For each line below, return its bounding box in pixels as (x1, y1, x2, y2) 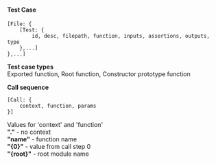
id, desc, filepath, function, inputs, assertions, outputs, (32, 33, 211, 40)
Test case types (7, 62, 53, 71)
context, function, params (19, 103, 97, 110)
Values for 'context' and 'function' (7, 121, 104, 129)
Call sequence (7, 83, 49, 92)
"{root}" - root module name (7, 150, 89, 158)
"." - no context (7, 128, 51, 137)
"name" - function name (7, 135, 77, 143)
